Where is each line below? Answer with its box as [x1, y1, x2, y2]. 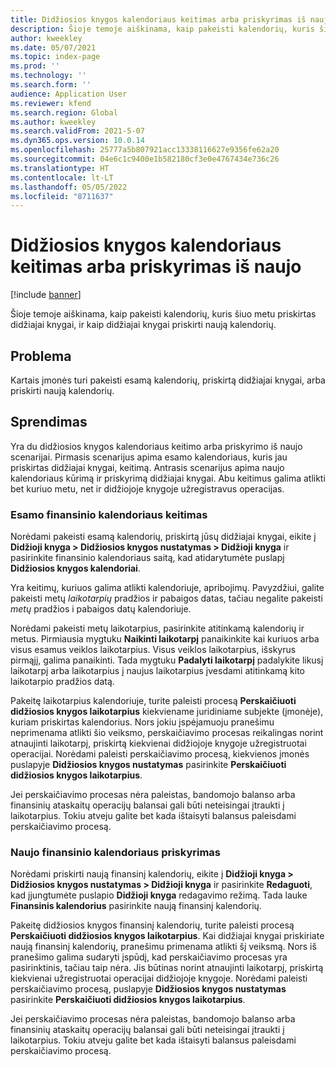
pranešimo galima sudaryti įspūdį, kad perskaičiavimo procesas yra [10, 951, 288, 963]
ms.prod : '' [10, 61, 60, 71]
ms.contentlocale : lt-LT [10, 172, 114, 183]
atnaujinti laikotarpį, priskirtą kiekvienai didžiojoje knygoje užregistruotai [10, 737, 307, 750]
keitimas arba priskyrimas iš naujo [10, 256, 302, 278]
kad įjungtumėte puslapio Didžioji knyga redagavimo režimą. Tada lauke [10, 889, 308, 901]
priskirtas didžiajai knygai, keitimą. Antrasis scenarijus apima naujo [10, 461, 285, 473]
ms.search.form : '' [10, 80, 92, 90]
